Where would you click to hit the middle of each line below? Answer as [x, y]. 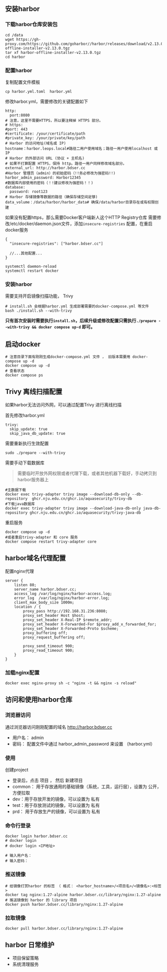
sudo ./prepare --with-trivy [35, 453]
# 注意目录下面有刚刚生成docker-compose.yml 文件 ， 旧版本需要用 [68, 357]
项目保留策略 [25, 958]
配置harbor [19, 70]
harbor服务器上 [33, 479]
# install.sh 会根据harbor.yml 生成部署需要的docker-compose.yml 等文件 [77, 306]
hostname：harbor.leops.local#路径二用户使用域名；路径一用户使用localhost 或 [82, 149]
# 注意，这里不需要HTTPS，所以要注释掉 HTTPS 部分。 [54, 120]
